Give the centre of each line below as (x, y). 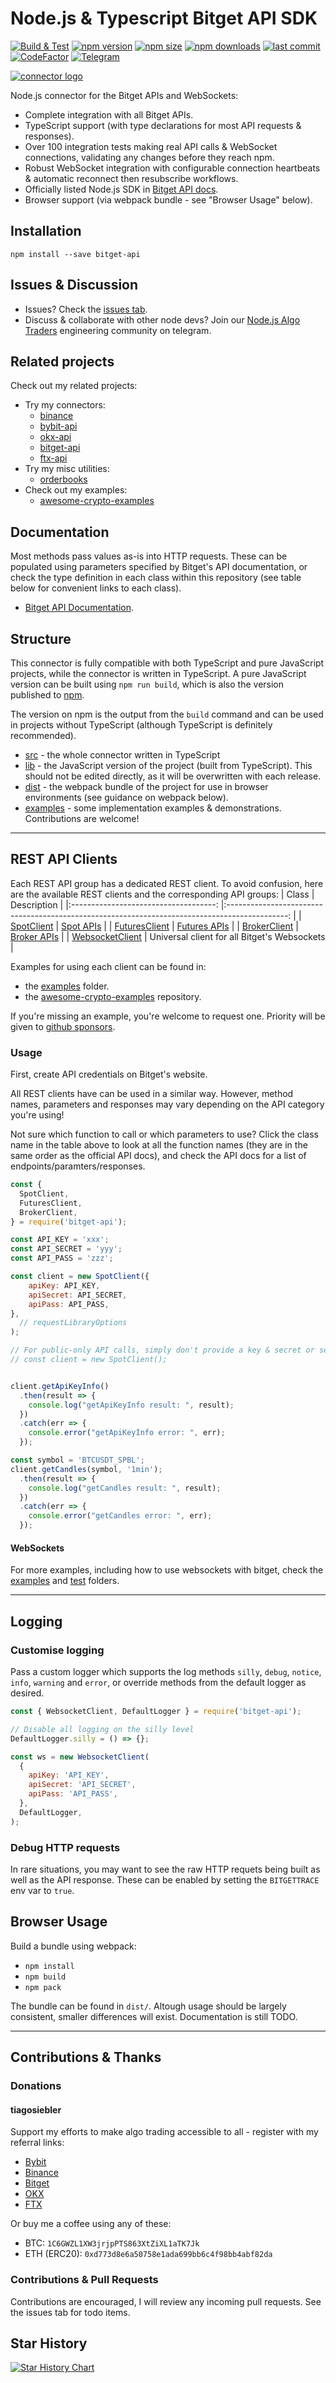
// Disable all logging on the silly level (102, 1729)
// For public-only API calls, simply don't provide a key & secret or (162, 1350)
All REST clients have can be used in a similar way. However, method (152, 1094)
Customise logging (57, 1650)
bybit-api (58, 426)
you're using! (37, 1115)
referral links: (37, 2143)
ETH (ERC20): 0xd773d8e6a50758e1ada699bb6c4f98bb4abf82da (148, 2254)
